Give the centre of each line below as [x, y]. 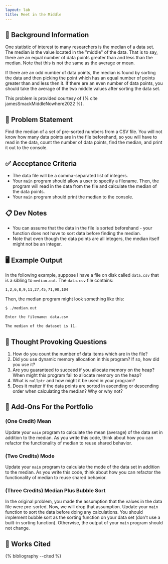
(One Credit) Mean [28, 421]
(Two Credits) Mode [30, 456]
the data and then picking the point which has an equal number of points [80, 78]
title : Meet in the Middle [33, 15]
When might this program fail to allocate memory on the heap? [77, 375]
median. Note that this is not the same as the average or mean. [70, 63]
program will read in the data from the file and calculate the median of [85, 186]
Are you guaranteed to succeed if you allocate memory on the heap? [83, 370]
